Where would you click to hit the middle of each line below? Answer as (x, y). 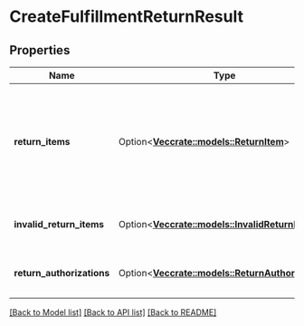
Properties (40, 50)
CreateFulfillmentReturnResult (127, 17)
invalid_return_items (59, 224)
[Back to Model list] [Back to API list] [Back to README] (113, 312)
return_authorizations (62, 273)
